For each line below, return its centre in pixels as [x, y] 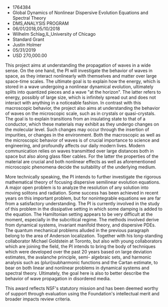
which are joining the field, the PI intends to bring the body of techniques [80, 246]
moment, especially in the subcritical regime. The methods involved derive [82, 220]
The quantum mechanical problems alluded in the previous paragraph [77, 230]
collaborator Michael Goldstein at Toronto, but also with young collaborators [84, 241]
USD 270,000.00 [30, 55]
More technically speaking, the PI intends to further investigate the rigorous [83, 177]
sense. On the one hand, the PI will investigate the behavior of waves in [79, 71]
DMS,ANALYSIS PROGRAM [41, 23]
